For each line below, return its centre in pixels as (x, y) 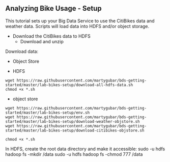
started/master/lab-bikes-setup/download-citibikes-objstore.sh (75, 130)
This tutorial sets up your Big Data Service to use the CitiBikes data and (80, 21)
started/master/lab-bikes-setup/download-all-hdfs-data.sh (69, 85)
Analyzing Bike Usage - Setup (53, 8)
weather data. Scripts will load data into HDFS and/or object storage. (77, 26)
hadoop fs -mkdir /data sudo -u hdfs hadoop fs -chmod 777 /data (74, 154)
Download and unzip (42, 41)
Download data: (22, 51)
